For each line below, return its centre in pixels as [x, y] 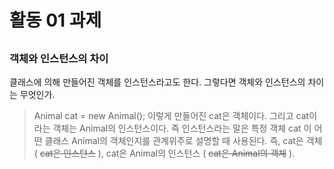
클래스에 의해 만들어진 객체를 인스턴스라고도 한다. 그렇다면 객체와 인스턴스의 [157, 82]
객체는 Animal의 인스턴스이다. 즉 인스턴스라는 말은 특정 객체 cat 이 [182, 128]
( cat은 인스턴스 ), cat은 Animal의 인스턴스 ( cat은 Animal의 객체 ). [164, 153]
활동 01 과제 [55, 20]
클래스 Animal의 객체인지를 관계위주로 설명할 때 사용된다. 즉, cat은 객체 [183, 140]
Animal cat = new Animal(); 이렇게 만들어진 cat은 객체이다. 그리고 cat [171, 115]
